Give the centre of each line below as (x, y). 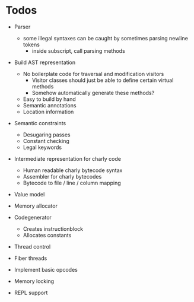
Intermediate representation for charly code (67, 158)
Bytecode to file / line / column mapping (72, 183)
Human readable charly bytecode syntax (73, 170)
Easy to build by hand (50, 99)
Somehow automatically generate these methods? (93, 93)
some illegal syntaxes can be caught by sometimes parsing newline (105, 38)
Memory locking (34, 281)
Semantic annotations (50, 105)
